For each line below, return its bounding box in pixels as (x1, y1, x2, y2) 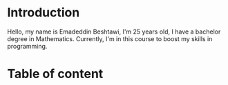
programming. (7, 42, 48, 50)
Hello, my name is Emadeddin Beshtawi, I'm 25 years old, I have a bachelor (7, 27, 221, 36)
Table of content (7, 66, 104, 82)
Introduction (7, 5, 80, 21)
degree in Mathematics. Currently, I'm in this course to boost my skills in (7, 34, 213, 42)
